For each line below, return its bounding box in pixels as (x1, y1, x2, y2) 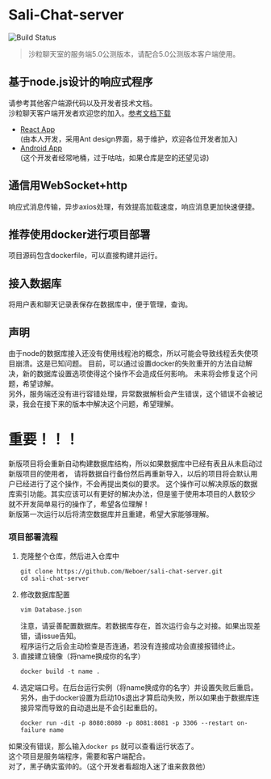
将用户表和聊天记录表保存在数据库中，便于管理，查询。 (8, 299, 192, 309)
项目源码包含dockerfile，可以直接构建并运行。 (8, 251, 163, 260)
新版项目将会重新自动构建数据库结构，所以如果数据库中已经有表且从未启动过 (8, 459, 263, 468)
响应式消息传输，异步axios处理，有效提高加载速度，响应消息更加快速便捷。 (8, 201, 260, 211)
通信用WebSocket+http (8, 179, 127, 193)
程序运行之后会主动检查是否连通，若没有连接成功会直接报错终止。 (19, 641, 240, 651)
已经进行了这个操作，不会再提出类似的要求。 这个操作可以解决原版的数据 (15, 479, 258, 489)
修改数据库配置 (19, 590, 70, 599)
